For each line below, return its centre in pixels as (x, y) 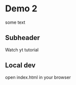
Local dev (20, 65)
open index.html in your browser (38, 77)
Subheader (23, 38)
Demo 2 (21, 9)
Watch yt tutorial (22, 49)
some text (15, 22)
